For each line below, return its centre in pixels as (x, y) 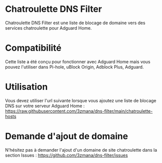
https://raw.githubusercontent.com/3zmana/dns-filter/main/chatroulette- (79, 111)
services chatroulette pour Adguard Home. (49, 28)
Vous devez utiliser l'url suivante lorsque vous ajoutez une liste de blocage (81, 100)
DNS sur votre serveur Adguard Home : (45, 106)
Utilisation (26, 87)
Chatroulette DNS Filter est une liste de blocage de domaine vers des (75, 23)
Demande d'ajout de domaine (66, 136)
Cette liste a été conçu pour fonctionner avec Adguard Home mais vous (78, 61)
